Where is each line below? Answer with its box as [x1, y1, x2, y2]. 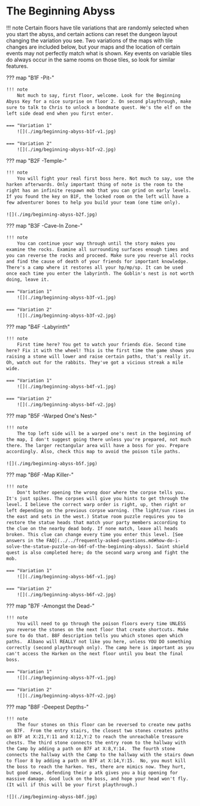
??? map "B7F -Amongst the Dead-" [6, 602, 95, 609]
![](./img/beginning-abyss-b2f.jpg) [6, 212, 98, 218]
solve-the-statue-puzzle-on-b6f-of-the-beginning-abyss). [6, 543, 154, 549]
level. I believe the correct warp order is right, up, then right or [6, 501, 186, 507]
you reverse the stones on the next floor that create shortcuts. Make [6, 626, 189, 632]
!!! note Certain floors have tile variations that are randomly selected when [6, 24, 189, 31]
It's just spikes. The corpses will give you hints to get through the [6, 495, 189, 501]
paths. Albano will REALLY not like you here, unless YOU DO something [6, 638, 192, 644]
